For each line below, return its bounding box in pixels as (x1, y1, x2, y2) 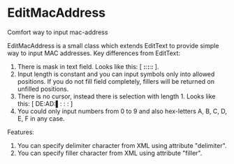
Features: (7, 128, 35, 136)
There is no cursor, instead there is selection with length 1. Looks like (17, 92, 216, 100)
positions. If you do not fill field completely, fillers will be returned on (17, 77, 215, 85)
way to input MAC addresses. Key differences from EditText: (7, 49, 180, 57)
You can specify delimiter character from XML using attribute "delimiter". (17, 141, 227, 149)
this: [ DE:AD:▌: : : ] (17, 99, 73, 107)
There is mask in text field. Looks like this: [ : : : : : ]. (17, 62, 159, 70)
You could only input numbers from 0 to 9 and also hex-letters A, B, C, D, (17, 107, 227, 115)
